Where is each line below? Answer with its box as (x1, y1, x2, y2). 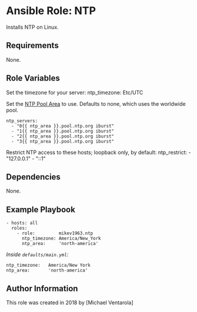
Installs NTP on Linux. (6, 24, 59, 31)
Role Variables (6, 73, 60, 83)
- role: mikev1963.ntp (16, 230, 94, 236)
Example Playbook (6, 204, 75, 214)
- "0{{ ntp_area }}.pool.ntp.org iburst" (11, 123, 115, 129)
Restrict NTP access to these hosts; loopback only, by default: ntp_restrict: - (6, 149, 191, 156)
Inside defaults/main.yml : (6, 251, 69, 258)
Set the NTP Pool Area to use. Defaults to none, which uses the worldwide (6, 100, 186, 107)
